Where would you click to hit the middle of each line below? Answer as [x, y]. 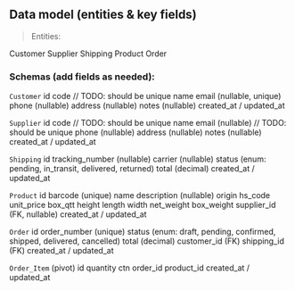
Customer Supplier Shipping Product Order [88, 54]
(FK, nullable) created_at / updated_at [78, 214]
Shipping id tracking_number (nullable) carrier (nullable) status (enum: [138, 159]
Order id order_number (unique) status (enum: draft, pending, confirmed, [143, 232]
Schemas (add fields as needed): [82, 77]
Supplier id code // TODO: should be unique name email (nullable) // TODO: [148, 123]
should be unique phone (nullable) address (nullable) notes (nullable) [135, 132]
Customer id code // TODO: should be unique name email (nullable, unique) [145, 96]
